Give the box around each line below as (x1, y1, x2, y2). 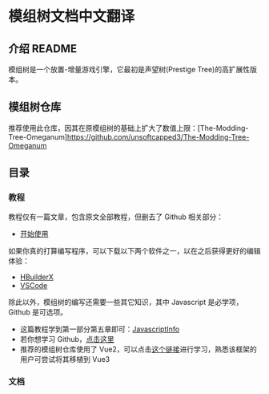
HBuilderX (19, 272, 54, 282)
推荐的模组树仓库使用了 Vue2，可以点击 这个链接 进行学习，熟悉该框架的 (19, 344, 258, 354)
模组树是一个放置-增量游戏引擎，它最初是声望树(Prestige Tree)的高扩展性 (8, 65, 251, 74)
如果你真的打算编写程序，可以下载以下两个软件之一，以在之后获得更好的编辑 (8, 246, 261, 255)
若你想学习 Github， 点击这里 (19, 334, 114, 343)
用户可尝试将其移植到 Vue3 (19, 354, 110, 364)
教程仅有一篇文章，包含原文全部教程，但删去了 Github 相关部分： (8, 212, 224, 221)
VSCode (19, 280, 48, 290)
